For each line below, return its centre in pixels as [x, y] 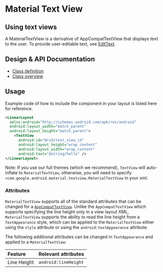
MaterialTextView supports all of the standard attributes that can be [73, 201]
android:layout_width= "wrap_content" [57, 149]
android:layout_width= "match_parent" [48, 126]
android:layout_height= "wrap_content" [58, 145]
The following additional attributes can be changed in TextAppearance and [79, 237]
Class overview [27, 76]
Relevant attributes [61, 254]
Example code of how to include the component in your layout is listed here [81, 103]
